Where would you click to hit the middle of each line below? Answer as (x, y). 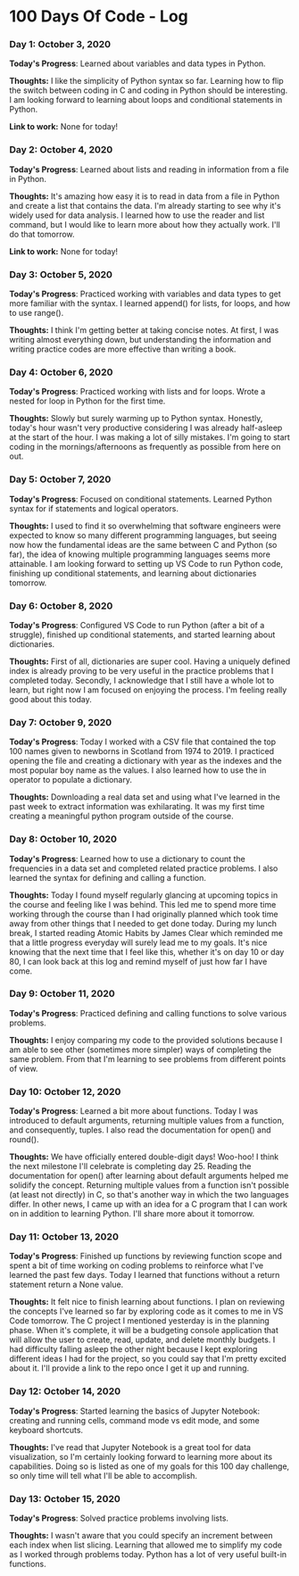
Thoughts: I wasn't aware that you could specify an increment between (141, 1536)
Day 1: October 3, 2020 (60, 45)
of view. (24, 1068)
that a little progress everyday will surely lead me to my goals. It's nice (138, 942)
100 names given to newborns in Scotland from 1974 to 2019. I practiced (142, 751)
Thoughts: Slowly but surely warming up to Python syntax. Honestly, (136, 419)
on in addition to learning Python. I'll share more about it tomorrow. (132, 1214)
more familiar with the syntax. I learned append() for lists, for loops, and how (150, 303)
